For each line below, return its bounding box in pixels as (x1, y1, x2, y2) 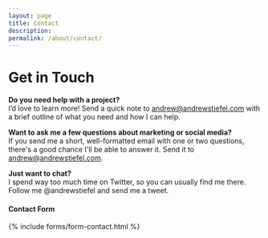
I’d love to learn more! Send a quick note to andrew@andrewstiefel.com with (8, 103, 261, 113)
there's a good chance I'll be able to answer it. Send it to (8, 145, 195, 155)
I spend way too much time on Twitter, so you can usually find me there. (8, 177, 246, 187)
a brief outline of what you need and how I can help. (8, 112, 181, 122)
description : (8, 26, 52, 34)
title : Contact (8, 19, 59, 27)
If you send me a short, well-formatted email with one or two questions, (8, 136, 245, 146)
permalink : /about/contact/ (8, 34, 103, 42)
